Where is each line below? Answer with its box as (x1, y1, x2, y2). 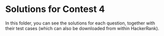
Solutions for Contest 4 (5, 3, 105, 15)
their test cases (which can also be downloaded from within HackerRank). (5, 25, 159, 31)
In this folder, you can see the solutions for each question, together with (5, 20, 155, 26)
